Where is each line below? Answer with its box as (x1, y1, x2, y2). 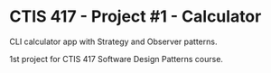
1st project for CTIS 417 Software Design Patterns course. (9, 53, 224, 64)
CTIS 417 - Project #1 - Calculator (9, 6, 262, 27)
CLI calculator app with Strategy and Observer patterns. (9, 36, 218, 47)
